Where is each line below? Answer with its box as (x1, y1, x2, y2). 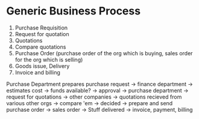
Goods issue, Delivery (14, 62, 70, 70)
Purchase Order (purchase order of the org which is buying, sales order (14, 49, 193, 56)
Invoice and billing (14, 69, 60, 76)
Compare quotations (14, 43, 66, 50)
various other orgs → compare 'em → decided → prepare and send (6, 99, 173, 106)
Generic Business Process (6, 4, 141, 18)
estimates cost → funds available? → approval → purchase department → (6, 87, 189, 94)
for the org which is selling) (14, 56, 83, 63)
